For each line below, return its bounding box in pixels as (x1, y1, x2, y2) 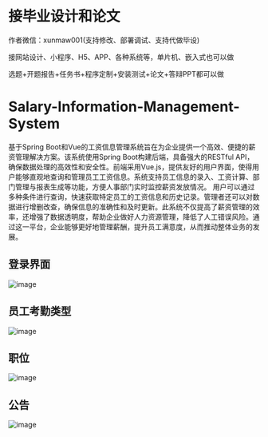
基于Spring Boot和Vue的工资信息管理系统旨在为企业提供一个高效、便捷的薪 (8, 141, 256, 152)
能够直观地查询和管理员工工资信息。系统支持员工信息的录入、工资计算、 (14, 172, 253, 181)
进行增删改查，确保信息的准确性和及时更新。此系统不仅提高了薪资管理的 (14, 201, 253, 212)
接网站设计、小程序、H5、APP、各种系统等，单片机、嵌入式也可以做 (8, 52, 235, 62)
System (8, 115, 61, 133)
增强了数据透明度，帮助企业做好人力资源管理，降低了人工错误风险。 (29, 212, 253, 221)
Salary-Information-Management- (8, 97, 241, 116)
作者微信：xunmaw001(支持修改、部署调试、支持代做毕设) (8, 35, 200, 45)
